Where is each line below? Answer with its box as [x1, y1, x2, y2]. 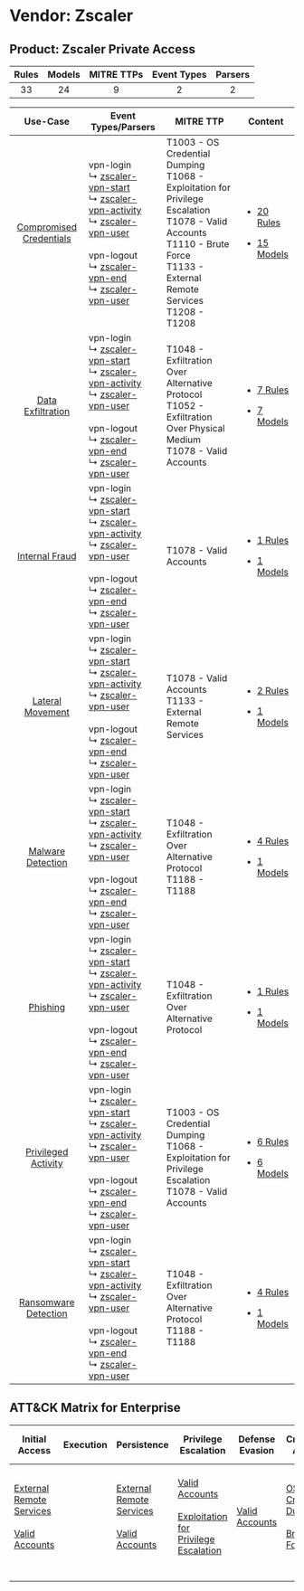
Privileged [25, 1146, 69, 1158]
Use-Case [24, 115, 71, 128]
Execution [62, 1438, 108, 1451]
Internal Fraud [16, 550, 77, 562]
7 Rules [256, 384, 290, 396]
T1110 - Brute [166, 238, 230, 250]
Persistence [116, 1438, 169, 1451]
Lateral [32, 695, 62, 706]
